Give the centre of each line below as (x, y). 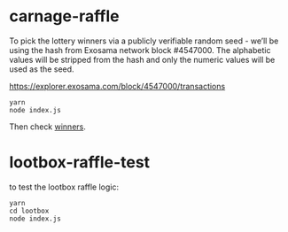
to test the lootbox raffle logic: (64, 187)
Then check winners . (48, 127)
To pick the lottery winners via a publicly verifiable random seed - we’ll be (144, 41)
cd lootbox (29, 211)
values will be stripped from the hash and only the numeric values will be (142, 59)
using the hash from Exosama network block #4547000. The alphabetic (140, 50)
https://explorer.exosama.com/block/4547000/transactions (117, 86)
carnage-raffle (64, 16)
